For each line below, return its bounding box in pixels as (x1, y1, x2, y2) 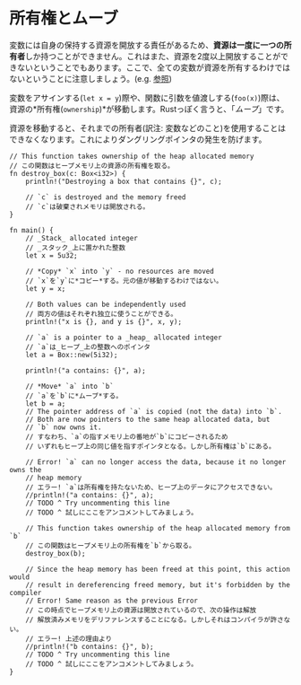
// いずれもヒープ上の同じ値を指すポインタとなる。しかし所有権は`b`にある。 (25, 442, 276, 451)
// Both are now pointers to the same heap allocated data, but (25, 415, 271, 424)
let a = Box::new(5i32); (25, 350, 118, 359)
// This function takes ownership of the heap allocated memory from (25, 523, 291, 532)
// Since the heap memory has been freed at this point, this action (25, 565, 291, 574)
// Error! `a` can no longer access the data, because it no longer (25, 457, 287, 467)
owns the (9, 465, 42, 474)
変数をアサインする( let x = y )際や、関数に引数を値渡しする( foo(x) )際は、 (9, 92, 285, 103)
